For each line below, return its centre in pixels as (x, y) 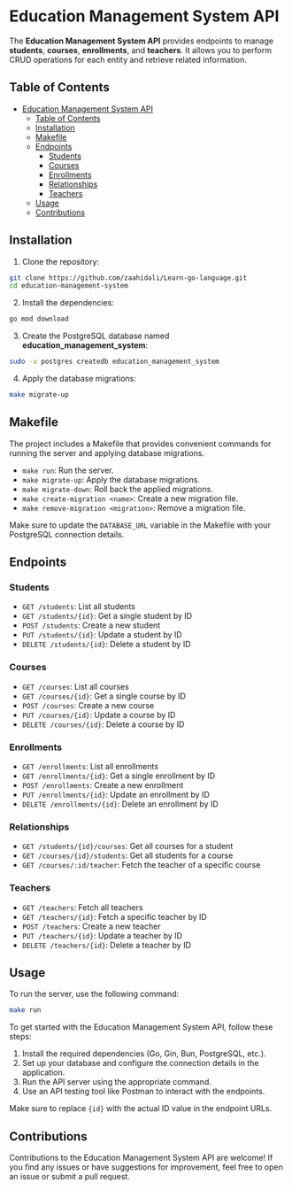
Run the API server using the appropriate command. (117, 1082)
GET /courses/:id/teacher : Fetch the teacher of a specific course (141, 865)
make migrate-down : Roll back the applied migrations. (118, 489)
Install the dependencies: (68, 303)
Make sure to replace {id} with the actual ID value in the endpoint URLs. (141, 1109)
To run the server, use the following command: (94, 994)
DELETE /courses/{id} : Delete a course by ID (103, 724)
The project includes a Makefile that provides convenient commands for (140, 444)
